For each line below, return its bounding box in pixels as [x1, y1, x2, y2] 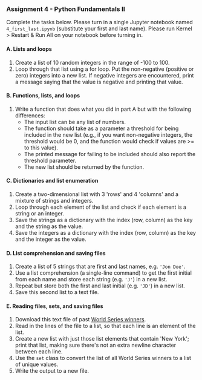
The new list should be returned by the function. [24, 163, 145, 171]
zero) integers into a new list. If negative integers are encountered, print [15, 71, 194, 79]
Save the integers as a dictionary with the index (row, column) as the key [15, 229, 197, 236]
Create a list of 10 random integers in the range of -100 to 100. [15, 59, 171, 66]
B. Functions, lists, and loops [6, 92, 80, 99]
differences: [15, 111, 45, 119]
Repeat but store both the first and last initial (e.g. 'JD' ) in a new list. [15, 282, 186, 289]
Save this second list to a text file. [15, 289, 99, 296]
